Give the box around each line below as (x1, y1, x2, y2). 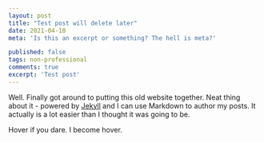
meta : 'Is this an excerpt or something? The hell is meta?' (8, 34, 217, 42)
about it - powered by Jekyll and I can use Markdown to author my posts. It (8, 101, 256, 110)
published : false (8, 49, 66, 57)
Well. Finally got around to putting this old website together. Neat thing (8, 93, 241, 102)
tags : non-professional (8, 56, 88, 64)
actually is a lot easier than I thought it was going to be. (8, 109, 190, 119)
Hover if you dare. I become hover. (8, 124, 122, 134)
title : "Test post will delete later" (8, 19, 138, 27)
